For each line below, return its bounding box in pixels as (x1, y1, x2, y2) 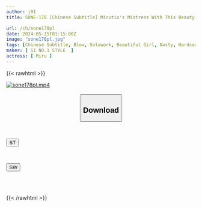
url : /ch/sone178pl (6, 25, 55, 31)
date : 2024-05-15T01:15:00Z (6, 31, 77, 37)
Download (83, 106, 119, 115)
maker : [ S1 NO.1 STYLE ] (6, 47, 74, 54)
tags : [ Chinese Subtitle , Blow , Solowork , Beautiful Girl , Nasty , (6, 42, 176, 48)
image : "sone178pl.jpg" (6, 37, 66, 43)
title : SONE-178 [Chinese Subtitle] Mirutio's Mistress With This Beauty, (6, 14, 198, 20)
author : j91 (6, 8, 36, 15)
